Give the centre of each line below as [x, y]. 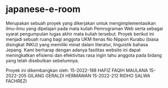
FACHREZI [16, 81]
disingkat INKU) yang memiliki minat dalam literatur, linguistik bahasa [77, 44]
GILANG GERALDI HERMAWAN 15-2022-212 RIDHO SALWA [89, 75]
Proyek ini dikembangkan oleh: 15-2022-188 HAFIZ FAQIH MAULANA [77, 70]
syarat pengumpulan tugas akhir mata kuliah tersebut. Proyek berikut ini [80, 34]
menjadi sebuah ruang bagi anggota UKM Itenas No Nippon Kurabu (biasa [82, 39]
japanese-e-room [43, 9]
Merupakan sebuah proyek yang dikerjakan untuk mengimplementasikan [81, 23]
